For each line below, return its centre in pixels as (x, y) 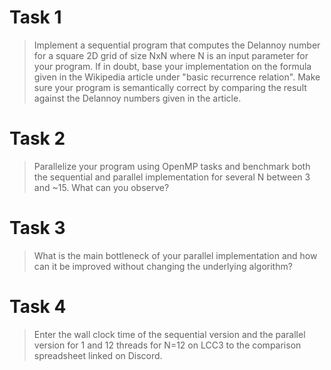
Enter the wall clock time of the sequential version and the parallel (169, 334)
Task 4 (38, 307)
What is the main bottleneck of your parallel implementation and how (175, 255)
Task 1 (35, 17)
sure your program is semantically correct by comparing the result (170, 87)
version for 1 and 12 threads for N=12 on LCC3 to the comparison (167, 345)
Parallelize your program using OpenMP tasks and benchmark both (172, 166)
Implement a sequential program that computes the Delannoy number (177, 45)
